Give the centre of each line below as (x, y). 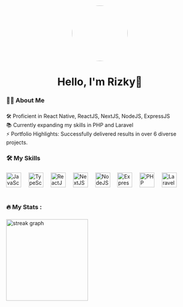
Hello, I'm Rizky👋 (100, 82)
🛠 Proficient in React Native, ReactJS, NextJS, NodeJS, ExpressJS (88, 116)
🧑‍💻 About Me (25, 101)
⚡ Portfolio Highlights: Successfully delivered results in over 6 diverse (91, 134)
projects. (17, 143)
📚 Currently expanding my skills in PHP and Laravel (70, 125)
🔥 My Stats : (24, 207)
